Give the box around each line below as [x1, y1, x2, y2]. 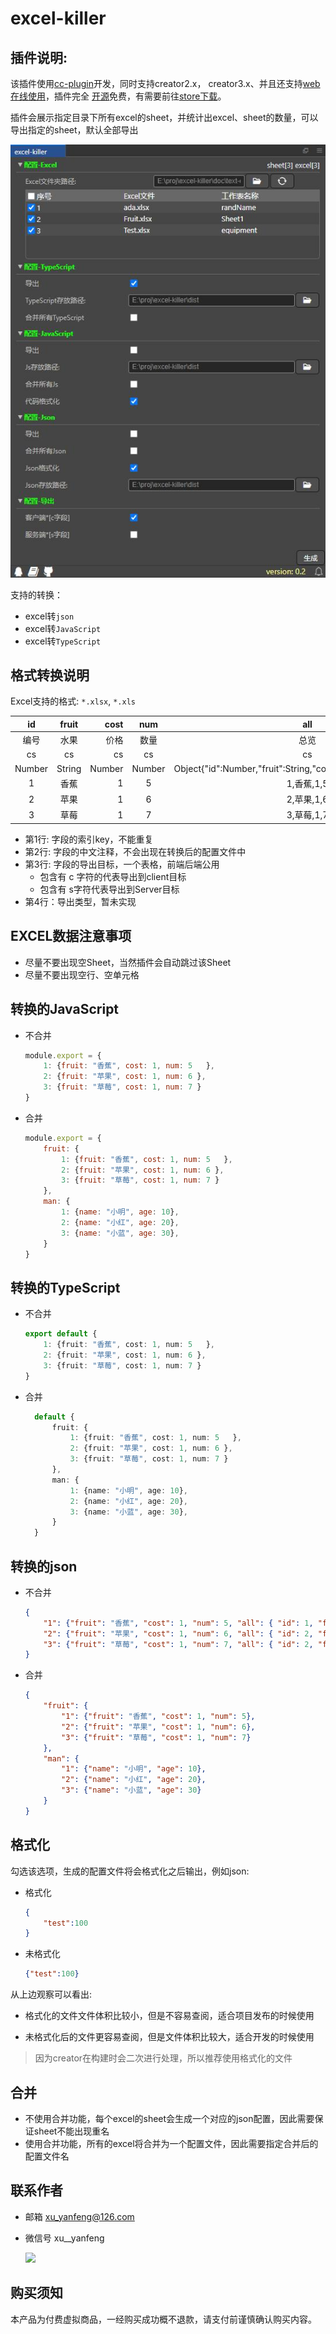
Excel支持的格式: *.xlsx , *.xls [10, 695, 136, 707]
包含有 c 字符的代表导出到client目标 [39, 870, 187, 882]
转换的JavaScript [10, 1001, 120, 1018]
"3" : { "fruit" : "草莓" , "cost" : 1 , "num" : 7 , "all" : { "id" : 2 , [43, 1639, 314, 1649]
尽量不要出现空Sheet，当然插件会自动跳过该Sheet [24, 956, 232, 968]
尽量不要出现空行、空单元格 [24, 968, 140, 981]
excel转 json [24, 610, 75, 622]
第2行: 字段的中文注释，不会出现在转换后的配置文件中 [24, 845, 247, 857]
